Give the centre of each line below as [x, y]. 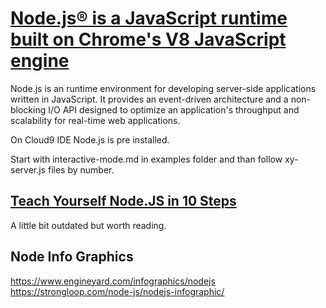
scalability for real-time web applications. [95, 120]
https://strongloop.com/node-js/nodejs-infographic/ [117, 291]
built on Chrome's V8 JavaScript [148, 39]
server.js [28, 169]
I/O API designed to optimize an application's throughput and [174, 109]
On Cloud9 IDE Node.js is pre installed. [90, 139]
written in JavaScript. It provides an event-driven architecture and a [149, 99]
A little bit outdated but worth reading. [88, 225]
